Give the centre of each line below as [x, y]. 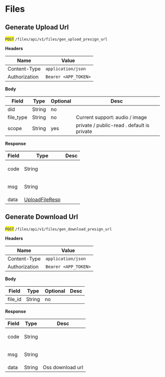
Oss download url [63, 367]
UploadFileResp [42, 200]
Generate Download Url [42, 217]
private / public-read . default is [113, 125]
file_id [14, 299]
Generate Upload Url [37, 27]
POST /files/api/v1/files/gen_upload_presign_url [56, 39]
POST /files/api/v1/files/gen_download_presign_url [58, 229]
